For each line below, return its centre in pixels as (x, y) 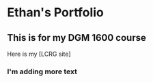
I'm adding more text (42, 71)
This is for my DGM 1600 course (77, 38)
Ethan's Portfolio (55, 13)
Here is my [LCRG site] (39, 54)
